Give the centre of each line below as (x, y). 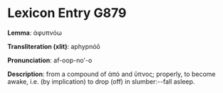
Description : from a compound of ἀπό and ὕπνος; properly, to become (111, 74)
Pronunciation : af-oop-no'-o (50, 60)
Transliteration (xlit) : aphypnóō (54, 46)
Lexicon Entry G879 (67, 13)
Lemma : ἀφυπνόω (35, 33)
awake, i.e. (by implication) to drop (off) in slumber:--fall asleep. (101, 81)
